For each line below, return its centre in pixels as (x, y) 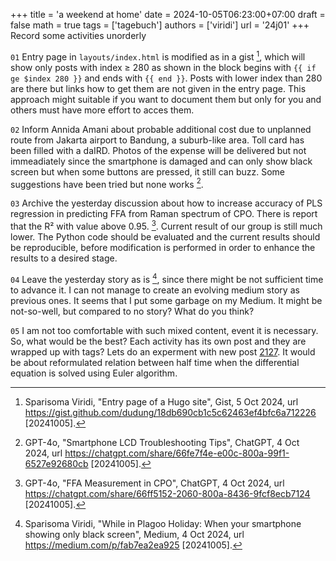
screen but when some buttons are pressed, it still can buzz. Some (147, 171)
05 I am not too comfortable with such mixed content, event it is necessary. (164, 330)
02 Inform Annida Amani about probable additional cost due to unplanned (161, 129)
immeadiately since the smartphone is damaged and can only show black (161, 161)
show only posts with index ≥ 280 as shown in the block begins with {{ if (163, 67)
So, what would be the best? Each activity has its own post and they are (158, 341)
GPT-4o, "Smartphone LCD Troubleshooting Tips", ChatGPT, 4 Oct (162, 442)
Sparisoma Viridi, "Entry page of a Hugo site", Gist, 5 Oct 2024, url (161, 401)
